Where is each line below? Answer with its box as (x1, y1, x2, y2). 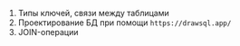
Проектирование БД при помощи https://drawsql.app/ (17, 17, 232, 28)
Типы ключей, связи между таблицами (17, 8, 169, 18)
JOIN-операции (17, 27, 79, 37)
